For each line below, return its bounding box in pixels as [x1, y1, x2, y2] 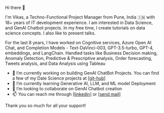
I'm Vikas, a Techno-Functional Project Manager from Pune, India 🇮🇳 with [5, 14, 155, 20]
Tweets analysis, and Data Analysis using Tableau [5, 60, 106, 66]
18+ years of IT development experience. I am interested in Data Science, [5, 20, 153, 26]
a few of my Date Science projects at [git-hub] [12, 75, 106, 81]
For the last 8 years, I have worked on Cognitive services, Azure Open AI [5, 40, 152, 45]
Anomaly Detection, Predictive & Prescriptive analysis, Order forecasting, [5, 56, 153, 61]
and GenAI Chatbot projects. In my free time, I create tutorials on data [5, 25, 145, 30]
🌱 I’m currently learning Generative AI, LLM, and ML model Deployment [12, 81, 156, 86]
